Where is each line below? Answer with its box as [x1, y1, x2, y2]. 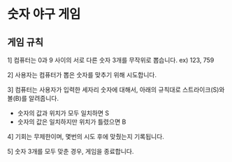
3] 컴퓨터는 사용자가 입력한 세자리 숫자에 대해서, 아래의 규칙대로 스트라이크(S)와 [7, 86, 225, 94]
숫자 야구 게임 [7, 6, 81, 22]
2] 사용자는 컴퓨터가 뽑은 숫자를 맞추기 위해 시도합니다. [7, 71, 157, 79]
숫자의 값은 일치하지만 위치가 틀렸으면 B [17, 118, 126, 126]
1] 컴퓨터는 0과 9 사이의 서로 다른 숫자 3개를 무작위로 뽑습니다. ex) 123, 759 [7, 56, 215, 64]
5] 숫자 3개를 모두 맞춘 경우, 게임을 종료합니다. [7, 147, 134, 155]
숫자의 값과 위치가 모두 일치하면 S [17, 109, 110, 117]
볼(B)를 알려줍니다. [7, 95, 59, 102]
